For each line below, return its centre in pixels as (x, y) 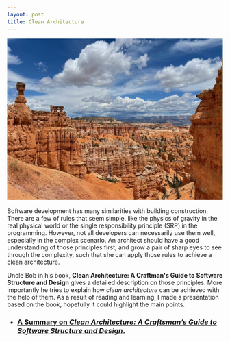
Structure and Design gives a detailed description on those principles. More (115, 282)
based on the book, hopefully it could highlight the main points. (96, 304)
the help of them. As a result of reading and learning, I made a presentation (113, 297)
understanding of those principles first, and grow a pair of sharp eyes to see (115, 247)
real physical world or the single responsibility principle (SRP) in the (102, 225)
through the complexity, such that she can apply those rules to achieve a (110, 255)
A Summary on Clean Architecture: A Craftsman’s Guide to (117, 322)
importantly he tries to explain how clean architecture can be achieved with (113, 290)
